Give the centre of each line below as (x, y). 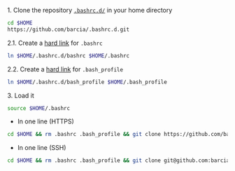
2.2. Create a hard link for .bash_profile (65, 69)
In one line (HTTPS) (46, 121)
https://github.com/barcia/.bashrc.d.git (69, 29)
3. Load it (21, 95)
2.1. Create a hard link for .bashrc (55, 43)
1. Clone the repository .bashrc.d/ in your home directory (90, 10)
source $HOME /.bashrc (39, 108)
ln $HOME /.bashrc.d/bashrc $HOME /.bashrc (69, 55)
